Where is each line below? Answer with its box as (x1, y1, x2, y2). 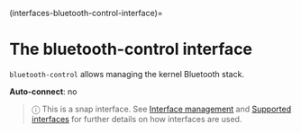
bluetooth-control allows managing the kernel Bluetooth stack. (9, 68, 245, 79)
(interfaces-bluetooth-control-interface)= (9, 8, 164, 18)
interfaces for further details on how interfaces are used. (31, 113, 242, 124)
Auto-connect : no (9, 85, 78, 97)
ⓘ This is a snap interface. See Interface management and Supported (31, 103, 291, 114)
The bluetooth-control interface (9, 40, 253, 59)
